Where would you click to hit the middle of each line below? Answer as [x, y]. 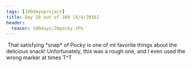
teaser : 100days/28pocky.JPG [47, 28]
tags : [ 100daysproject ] [36, 12]
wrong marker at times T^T [39, 58]
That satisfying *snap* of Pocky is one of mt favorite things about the [92, 45]
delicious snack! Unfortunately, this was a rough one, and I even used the [96, 52]
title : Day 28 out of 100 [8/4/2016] [53, 17]
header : [16, 23]
